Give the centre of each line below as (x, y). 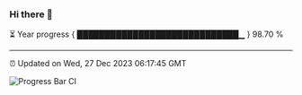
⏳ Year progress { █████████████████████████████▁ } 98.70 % (147, 34)
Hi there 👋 (31, 14)
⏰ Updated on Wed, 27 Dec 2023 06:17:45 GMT (98, 64)
